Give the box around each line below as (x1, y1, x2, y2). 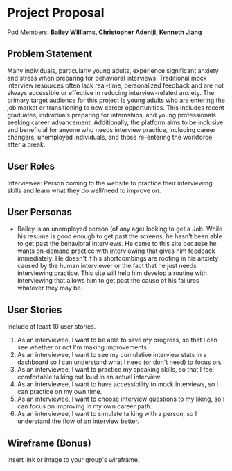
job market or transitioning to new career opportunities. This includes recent (7, 103, 225, 112)
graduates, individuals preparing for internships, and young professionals (7, 110, 217, 119)
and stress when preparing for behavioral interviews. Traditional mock (7, 74, 207, 82)
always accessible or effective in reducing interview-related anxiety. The (7, 88, 215, 97)
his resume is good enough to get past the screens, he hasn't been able (17, 232, 223, 240)
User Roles (7, 160, 55, 172)
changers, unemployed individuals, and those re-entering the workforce (7, 133, 213, 141)
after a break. (7, 140, 46, 149)
